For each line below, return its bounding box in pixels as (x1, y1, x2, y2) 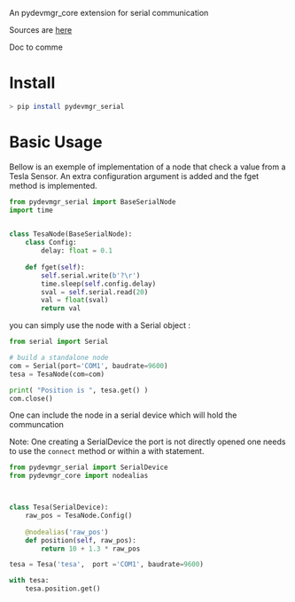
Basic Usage (9, 132, 103, 152)
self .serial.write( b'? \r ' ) (41, 270, 141, 280)
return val (41, 304, 82, 313)
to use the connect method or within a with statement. (9, 446, 205, 457)
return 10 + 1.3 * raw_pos (41, 544, 141, 553)
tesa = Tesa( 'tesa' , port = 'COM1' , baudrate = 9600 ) (9, 560, 204, 569)
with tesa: (9, 576, 50, 585)
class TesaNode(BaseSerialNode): (9, 230, 133, 238)
